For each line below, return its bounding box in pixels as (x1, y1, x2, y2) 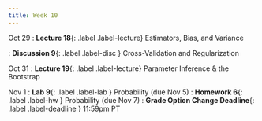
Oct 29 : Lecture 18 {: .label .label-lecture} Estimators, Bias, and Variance (8, 33, 245, 42)
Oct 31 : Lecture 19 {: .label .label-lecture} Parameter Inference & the (8, 64, 230, 73)
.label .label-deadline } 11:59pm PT (8, 104, 121, 113)
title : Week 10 (8, 11, 58, 20)
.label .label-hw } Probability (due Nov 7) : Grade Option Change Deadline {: (8, 95, 255, 104)
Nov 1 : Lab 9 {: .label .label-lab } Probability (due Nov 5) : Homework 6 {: (8, 87, 243, 97)
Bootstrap (8, 71, 41, 81)
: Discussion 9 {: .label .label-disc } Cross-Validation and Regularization (8, 48, 239, 57)
